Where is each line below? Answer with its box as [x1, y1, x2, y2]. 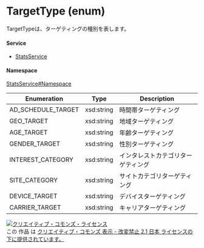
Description [139, 95, 175, 103]
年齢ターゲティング [119, 129, 174, 137]
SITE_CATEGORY [9, 176, 58, 184]
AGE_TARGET [9, 129, 48, 137]
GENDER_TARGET [9, 139, 61, 148]
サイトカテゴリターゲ [119, 172, 180, 180]
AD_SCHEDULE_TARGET [9, 106, 80, 114]
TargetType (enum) [6, 4, 106, 18]
